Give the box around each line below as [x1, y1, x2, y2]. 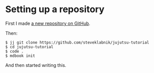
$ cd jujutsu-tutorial [5, 44, 54, 49]
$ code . [5, 49, 24, 54]
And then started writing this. [5, 62, 66, 68]
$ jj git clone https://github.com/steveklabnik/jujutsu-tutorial [5, 40, 149, 45]
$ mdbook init [5, 53, 36, 58]
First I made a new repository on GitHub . [5, 20, 91, 26]
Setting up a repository [5, 4, 105, 15]
